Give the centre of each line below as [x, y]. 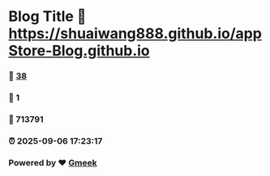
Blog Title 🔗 [47, 17]
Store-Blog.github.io [79, 51]
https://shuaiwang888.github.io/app [135, 34]
